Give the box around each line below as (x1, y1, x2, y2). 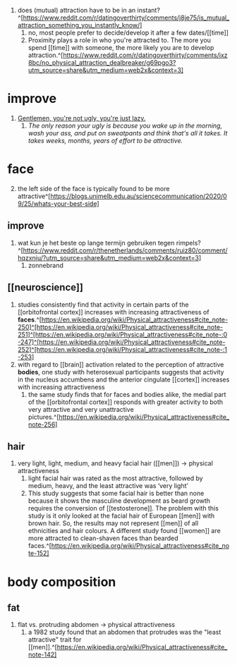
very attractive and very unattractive (28, 405, 134, 413)
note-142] (28, 650, 57, 659)
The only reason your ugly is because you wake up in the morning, (28, 121, 223, 130)
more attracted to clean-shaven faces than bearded (28, 534, 178, 542)
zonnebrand (28, 261, 63, 269)
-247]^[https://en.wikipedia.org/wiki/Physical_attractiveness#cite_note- (17, 338, 226, 346)
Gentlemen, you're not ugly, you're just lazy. (17, 114, 146, 122)
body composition (7, 574, 116, 590)
